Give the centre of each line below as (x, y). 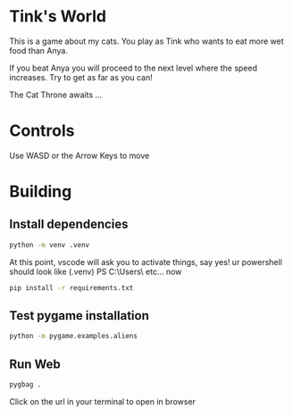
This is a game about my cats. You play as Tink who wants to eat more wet (146, 41)
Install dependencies (69, 225)
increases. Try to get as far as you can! (81, 77)
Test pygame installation (79, 316)
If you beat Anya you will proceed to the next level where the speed (133, 68)
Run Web (35, 364)
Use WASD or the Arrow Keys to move (80, 155)
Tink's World (58, 17)
